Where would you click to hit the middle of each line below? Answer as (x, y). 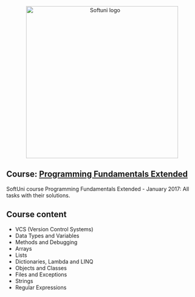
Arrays (23, 248)
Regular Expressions (41, 287)
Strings (24, 281)
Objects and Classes (41, 268)
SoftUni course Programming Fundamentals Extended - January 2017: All (98, 189)
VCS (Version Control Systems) (54, 229)
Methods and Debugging (46, 242)
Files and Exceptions (41, 274)
